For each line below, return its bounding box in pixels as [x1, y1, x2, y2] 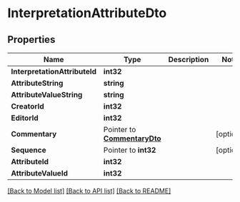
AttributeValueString [11, 90, 83, 99]
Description [168, 55, 209, 64]
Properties [7, 34, 56, 46]
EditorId [11, 113, 39, 123]
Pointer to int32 [103, 145, 156, 155]
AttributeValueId [11, 168, 68, 178]
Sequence [11, 145, 46, 155]
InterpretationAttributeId [11, 66, 97, 76]
